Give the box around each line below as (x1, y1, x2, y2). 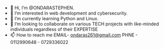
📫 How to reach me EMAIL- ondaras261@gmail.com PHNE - (10, 32, 138, 38)
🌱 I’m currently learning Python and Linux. (10, 16, 99, 21)
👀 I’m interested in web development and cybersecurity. (10, 10, 128, 16)
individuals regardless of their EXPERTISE (10, 26, 98, 32)
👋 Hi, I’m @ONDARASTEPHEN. (10, 5, 75, 11)
